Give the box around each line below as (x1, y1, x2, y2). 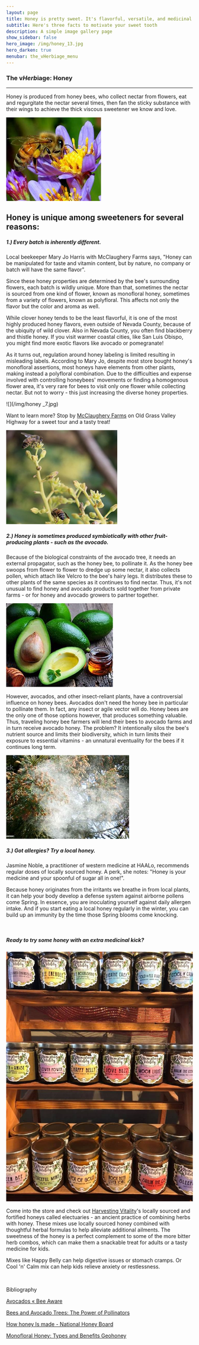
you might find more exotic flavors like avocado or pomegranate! (6, 339, 164, 347)
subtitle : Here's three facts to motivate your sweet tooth (6, 22, 158, 28)
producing (6, 538, 33, 546)
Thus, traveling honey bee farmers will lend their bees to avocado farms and (6, 718, 192, 725)
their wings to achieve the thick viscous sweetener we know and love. (6, 106, 176, 113)
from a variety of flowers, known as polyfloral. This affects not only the (6, 297, 179, 304)
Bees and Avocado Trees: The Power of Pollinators (6, 1309, 130, 1316)
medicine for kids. (6, 1245, 50, 1252)
